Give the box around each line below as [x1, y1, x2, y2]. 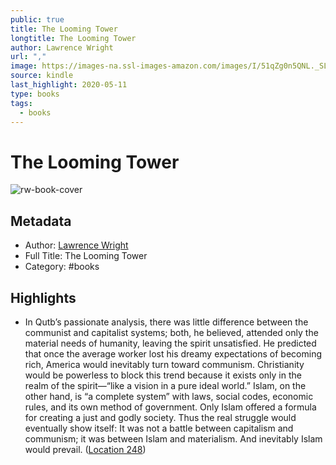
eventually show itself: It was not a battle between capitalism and [24, 422, 294, 434]
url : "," [10, 52, 47, 62]
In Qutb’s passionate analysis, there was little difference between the [24, 316, 309, 328]
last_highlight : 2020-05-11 [10, 80, 128, 90]
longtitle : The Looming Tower [10, 33, 137, 43]
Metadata [10, 212, 72, 230]
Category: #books [24, 261, 100, 273]
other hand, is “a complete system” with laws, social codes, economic [24, 390, 314, 402]
